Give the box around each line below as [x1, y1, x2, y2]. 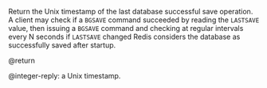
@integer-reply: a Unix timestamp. [8, 71, 121, 80]
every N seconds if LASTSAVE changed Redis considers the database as [8, 32, 241, 41]
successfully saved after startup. [8, 40, 116, 50]
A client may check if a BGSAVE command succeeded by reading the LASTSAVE [8, 15, 260, 25]
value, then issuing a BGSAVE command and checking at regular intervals [8, 24, 244, 33]
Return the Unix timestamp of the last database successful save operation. [8, 7, 253, 16]
